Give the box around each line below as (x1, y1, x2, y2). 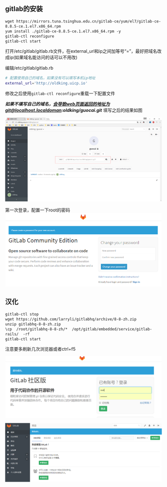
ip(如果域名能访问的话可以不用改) (9, 54, 78, 60)
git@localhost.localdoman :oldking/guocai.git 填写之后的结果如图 (5, 107, 143, 113)
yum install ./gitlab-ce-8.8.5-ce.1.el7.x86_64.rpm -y (5, 29, 121, 34)
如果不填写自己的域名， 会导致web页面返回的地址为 (5, 101, 110, 107)
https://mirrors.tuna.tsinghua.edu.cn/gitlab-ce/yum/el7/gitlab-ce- (16, 19, 162, 24)
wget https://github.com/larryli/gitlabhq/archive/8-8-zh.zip (5, 316, 137, 322)
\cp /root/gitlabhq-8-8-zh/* (5, 326, 68, 332)
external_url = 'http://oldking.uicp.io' (5, 81, 88, 86)
